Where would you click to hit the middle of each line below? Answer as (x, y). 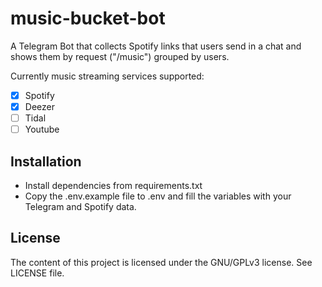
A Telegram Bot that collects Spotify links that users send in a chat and (156, 46)
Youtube (42, 129)
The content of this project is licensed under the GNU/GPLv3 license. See (161, 262)
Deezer (39, 106)
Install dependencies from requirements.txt (113, 185)
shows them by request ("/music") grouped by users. (120, 56)
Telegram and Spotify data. (80, 206)
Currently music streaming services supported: (107, 76)
